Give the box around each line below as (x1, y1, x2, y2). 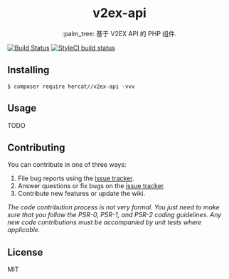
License (7, 246, 43, 258)
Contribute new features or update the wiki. (17, 190, 146, 198)
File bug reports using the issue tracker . (17, 174, 134, 182)
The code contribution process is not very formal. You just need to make (7, 203, 220, 212)
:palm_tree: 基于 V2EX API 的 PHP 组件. (62, 29, 177, 38)
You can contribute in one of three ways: (7, 160, 127, 169)
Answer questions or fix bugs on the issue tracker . (17, 182, 166, 190)
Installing (7, 64, 50, 76)
